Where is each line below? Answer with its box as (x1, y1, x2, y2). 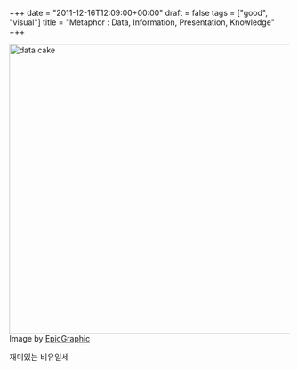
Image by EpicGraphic (9, 334, 91, 343)
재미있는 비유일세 (9, 351, 69, 362)
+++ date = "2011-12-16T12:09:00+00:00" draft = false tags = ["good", (9, 8, 269, 18)
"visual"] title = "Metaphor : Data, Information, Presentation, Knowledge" (9, 17, 276, 28)
